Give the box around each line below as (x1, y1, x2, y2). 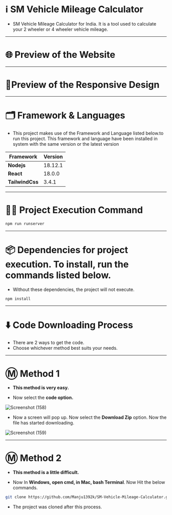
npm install (5, 296, 31, 301)
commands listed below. (5, 269, 111, 281)
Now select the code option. (12, 394, 74, 401)
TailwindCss (8, 178, 39, 185)
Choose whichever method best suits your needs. (12, 345, 118, 351)
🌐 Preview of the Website (5, 49, 116, 61)
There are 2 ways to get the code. (12, 340, 84, 346)
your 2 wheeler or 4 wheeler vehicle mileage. (12, 26, 109, 32)
